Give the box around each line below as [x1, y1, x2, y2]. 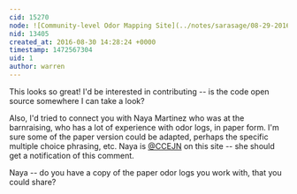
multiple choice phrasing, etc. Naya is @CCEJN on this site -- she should [9, 140, 276, 151]
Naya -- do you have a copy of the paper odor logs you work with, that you [9, 167, 283, 177]
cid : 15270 [9, 12, 49, 22]
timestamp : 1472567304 [9, 46, 93, 55]
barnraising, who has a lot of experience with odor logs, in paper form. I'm [9, 122, 280, 132]
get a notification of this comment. [9, 150, 134, 160]
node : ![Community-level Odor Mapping [9, 21, 152, 30]
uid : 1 [9, 54, 34, 63]
